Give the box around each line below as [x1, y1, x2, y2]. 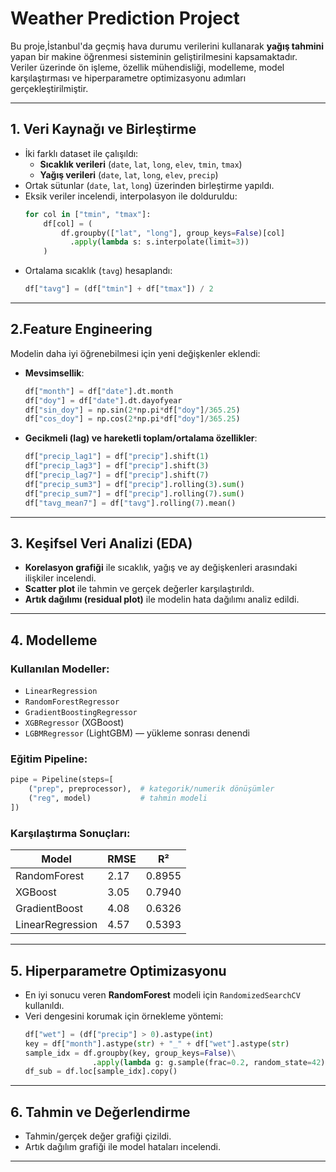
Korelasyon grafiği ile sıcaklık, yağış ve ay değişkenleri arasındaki [24, 562, 298, 574]
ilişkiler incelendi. [24, 572, 97, 584]
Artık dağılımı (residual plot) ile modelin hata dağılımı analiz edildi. [24, 593, 300, 606]
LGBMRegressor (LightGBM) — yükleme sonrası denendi [24, 727, 250, 739]
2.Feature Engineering [10, 321, 153, 338]
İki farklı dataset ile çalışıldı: [24, 147, 139, 159]
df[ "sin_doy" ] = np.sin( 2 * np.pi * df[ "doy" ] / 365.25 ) [24, 405, 241, 415]
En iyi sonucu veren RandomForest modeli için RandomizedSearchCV [24, 988, 301, 1001]
